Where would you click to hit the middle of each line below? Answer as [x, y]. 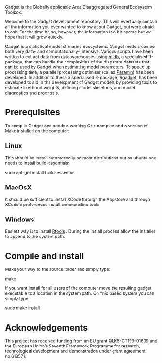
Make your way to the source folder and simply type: [58, 269]
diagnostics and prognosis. [32, 93]
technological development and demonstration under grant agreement [75, 351]
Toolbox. [14, 12]
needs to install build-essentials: [37, 163]
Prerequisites [33, 112]
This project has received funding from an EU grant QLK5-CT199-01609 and [81, 341]
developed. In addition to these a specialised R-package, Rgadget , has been [81, 77]
